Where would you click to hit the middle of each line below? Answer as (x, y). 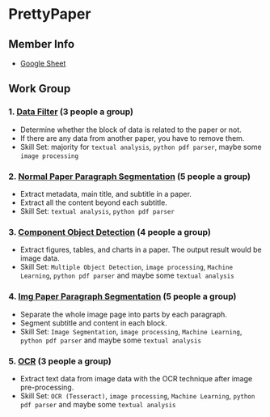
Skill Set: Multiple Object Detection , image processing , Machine (126, 267)
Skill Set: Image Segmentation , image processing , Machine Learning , (131, 331)
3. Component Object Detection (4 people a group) (110, 232)
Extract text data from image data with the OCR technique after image (136, 378)
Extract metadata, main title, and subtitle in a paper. (106, 194)
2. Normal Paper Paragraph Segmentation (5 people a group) (129, 177)
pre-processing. (47, 387)
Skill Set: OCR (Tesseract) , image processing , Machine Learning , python (137, 396)
